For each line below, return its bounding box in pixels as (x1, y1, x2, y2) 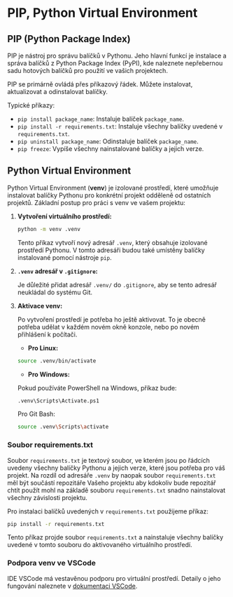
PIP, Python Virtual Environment (7, 5, 198, 21)
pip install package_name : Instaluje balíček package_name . (17, 114, 184, 123)
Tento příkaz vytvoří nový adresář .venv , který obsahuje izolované (17, 238, 208, 247)
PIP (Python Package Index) (7, 33, 131, 45)
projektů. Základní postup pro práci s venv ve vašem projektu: (7, 198, 185, 206)
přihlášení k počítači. (17, 330, 78, 339)
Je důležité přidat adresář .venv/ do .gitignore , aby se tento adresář (17, 280, 217, 289)
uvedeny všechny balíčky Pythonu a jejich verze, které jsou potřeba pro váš (7, 464, 225, 472)
